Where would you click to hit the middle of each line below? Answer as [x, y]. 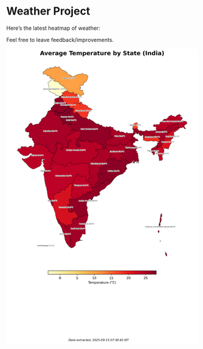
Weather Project [48, 11]
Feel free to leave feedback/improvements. [60, 40]
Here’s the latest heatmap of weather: [53, 28]
